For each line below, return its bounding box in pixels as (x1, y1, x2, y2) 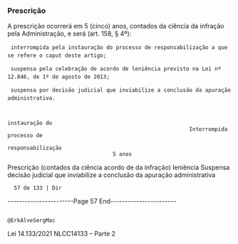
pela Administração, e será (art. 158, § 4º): (7, 29, 132, 38)
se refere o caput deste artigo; (7, 52, 107, 59)
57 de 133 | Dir (14, 184, 62, 192)
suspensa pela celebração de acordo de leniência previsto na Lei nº (10, 65, 222, 73)
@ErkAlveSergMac (7, 217, 56, 224)
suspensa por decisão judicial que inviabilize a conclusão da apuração (10, 87, 232, 94)
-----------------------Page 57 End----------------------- (7, 197, 177, 206)
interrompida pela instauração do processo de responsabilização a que (10, 44, 228, 51)
